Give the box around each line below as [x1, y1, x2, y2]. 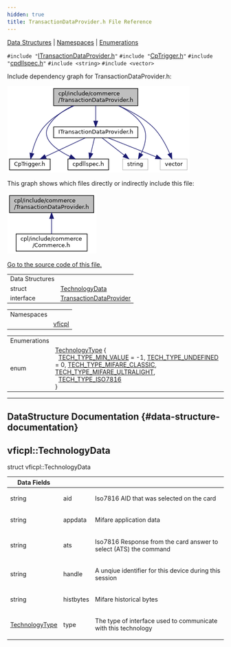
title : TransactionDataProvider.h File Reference [7, 18, 153, 25]
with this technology [95, 624, 153, 633]
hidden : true [7, 11, 45, 18]
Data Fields [16, 478, 50, 486]
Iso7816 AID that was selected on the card [95, 494, 217, 503]
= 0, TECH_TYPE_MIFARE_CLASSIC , [54, 360, 157, 369]
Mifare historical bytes [95, 595, 158, 604]
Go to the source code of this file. [7, 260, 102, 268]
